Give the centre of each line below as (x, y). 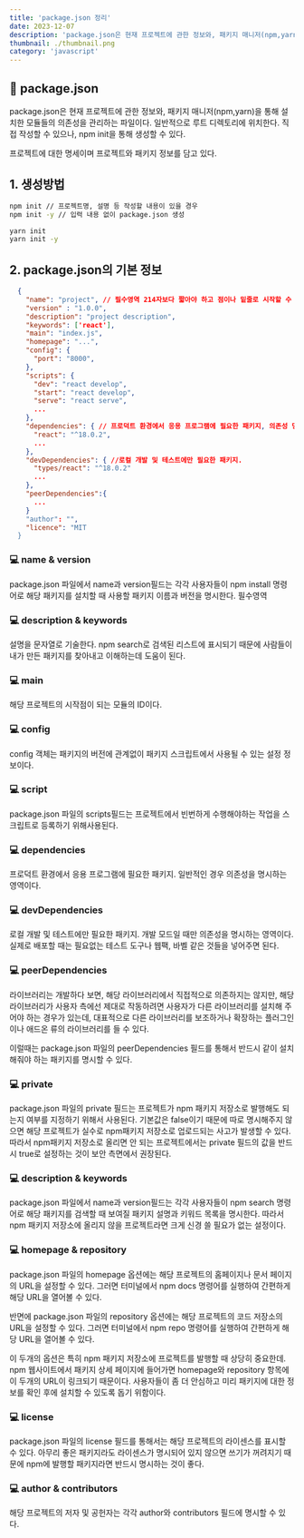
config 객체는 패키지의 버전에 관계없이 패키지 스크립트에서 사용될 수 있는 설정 (146, 753)
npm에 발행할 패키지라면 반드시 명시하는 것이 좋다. (115, 1464)
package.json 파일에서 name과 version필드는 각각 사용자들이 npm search (142, 1202)
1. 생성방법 (37, 185)
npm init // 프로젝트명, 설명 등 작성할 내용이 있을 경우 (104, 206)
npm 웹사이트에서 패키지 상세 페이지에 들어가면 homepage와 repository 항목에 (149, 1369)
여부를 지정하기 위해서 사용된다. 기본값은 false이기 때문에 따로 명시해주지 (154, 1119)
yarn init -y (34, 240)
